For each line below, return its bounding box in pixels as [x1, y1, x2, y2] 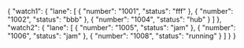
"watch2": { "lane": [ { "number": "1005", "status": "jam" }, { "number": [7, 23, 236, 32]
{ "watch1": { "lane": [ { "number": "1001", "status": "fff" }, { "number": [7, 7, 234, 15]
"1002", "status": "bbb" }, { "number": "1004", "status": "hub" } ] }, [7, 15, 222, 24]
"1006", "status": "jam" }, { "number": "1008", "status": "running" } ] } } [7, 31, 237, 40]
